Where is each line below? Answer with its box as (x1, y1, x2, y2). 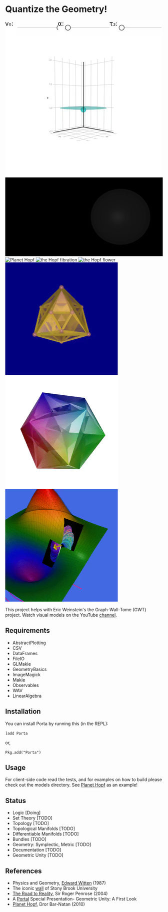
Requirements (5, 626, 50, 635)
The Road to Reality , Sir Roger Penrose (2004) (12, 891, 108, 897)
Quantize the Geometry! (5, 3, 107, 15)
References (5, 867, 42, 875)
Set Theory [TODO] (12, 815, 52, 821)
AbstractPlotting (12, 640, 46, 646)
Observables (12, 682, 39, 688)
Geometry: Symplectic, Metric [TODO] (12, 842, 91, 848)
